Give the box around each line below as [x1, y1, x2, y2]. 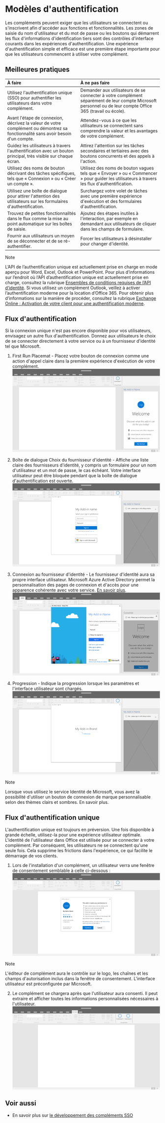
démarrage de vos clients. [5, 853, 58, 859]
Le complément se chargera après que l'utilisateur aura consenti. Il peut [12, 991, 158, 996]
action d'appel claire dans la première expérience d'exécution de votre [12, 358, 155, 364]
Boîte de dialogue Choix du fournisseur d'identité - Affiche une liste [12, 457, 149, 462]
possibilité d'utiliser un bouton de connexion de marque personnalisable [5, 794, 151, 800]
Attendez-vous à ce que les [80, 117, 137, 124]
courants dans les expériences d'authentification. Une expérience [5, 40, 138, 46]
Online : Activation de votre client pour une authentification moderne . [5, 300, 145, 306]
